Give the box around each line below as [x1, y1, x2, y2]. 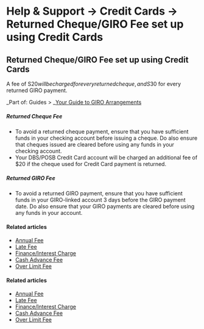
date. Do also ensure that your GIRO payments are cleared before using [15, 203, 195, 210]
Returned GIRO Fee [6, 174, 56, 181]
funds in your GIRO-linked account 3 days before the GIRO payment [15, 196, 186, 203]
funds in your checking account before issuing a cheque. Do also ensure [15, 134, 198, 142]
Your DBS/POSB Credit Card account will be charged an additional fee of [15, 154, 198, 161]
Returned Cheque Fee [6, 112, 63, 120]
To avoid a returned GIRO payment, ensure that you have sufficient [15, 189, 183, 197]
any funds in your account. [15, 209, 83, 216]
